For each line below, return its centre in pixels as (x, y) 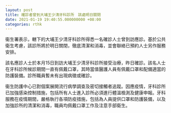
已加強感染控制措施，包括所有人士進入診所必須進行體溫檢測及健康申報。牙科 (85, 93)
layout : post (19, 10)
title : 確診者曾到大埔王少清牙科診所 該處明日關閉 (53, 15)
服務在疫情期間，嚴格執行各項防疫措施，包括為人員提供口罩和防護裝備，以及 (85, 99)
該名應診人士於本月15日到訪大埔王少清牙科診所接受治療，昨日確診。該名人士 (85, 63)
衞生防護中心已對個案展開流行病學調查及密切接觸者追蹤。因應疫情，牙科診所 (85, 87)
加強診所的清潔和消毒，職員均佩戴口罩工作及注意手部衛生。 (68, 105)
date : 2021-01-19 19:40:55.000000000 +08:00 (53, 19)
